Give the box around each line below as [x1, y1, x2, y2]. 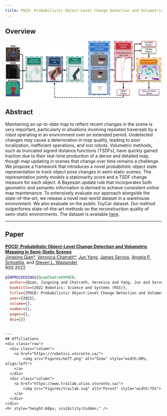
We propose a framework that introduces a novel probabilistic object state [5, 163, 157, 169]
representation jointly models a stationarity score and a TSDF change [5, 174, 147, 180]
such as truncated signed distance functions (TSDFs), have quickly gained [5, 147, 158, 153]
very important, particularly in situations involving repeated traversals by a [5, 126, 158, 132]
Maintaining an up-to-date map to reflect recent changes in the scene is [5, 121, 153, 127]
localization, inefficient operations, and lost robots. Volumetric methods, [5, 142, 153, 148]
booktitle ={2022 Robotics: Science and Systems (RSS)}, [9, 285, 128, 290]
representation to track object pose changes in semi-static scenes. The [5, 168, 152, 174]
